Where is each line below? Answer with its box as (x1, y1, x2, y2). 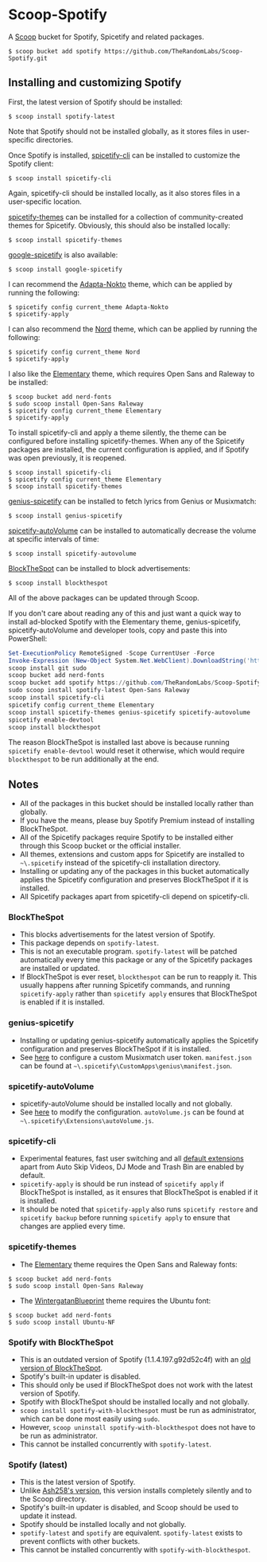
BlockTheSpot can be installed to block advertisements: (8, 563, 191, 573)
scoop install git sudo (8, 664, 87, 672)
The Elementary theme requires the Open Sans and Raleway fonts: (19, 1259, 238, 1269)
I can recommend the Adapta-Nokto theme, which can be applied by (8, 279, 233, 288)
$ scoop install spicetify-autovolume (8, 550, 137, 558)
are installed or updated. (19, 964, 100, 973)
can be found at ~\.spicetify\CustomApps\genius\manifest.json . (19, 1061, 233, 1071)
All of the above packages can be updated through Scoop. (8, 593, 200, 602)
